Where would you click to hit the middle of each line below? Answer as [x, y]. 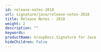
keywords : [15, 33]
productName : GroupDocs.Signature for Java [51, 38]
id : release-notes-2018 [30, 10]
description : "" [22, 28]
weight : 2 [15, 24]
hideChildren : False [26, 42]
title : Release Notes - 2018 [35, 19]
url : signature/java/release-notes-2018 [48, 14]
